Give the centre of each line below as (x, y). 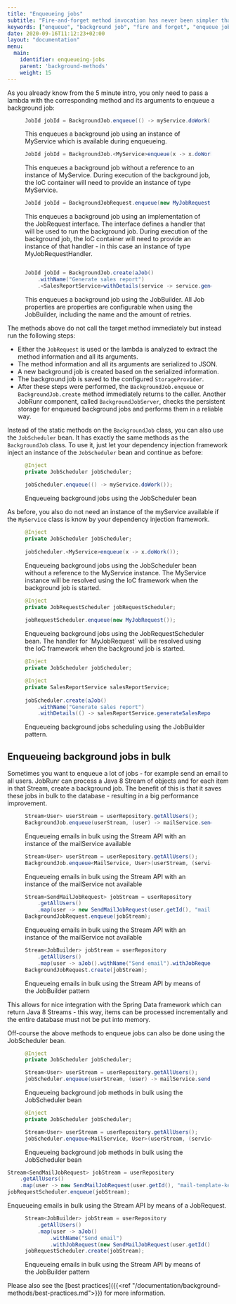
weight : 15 (36, 72)
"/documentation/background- (177, 1286)
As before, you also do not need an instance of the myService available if (113, 512)
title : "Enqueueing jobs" (45, 14)
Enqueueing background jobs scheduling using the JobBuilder (115, 727)
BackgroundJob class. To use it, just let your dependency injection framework (118, 445)
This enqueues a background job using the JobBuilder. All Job (115, 299)
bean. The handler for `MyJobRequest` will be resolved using (113, 641)
